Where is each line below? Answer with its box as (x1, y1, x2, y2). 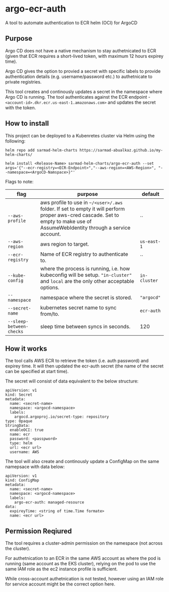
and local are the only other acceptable (40, 277, 134, 284)
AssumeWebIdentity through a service (40, 224, 131, 231)
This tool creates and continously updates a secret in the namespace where (5, 89, 162, 95)
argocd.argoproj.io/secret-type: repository (14, 414, 109, 419)
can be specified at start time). (5, 368, 69, 375)
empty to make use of (40, 217, 92, 225)
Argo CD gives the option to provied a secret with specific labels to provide (5, 68, 161, 74)
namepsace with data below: (5, 464, 65, 470)
